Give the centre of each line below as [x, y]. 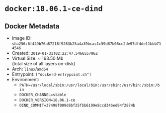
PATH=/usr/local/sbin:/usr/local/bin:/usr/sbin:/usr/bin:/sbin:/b [89, 85]
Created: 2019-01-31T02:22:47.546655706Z [55, 53]
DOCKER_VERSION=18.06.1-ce [47, 100]
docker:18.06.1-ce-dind [54, 9]
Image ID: [22, 38]
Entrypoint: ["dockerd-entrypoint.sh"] [51, 74]
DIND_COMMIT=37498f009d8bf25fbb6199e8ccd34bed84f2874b [77, 106]
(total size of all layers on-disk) [43, 63]
